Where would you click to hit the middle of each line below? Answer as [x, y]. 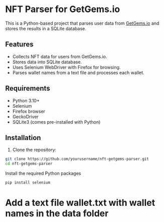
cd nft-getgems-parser [29, 164]
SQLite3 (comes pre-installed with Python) [56, 122]
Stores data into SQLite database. [47, 62]
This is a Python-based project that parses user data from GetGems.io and [82, 23]
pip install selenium [28, 183]
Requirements [28, 88]
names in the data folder [57, 214]
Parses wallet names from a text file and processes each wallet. [78, 72]
